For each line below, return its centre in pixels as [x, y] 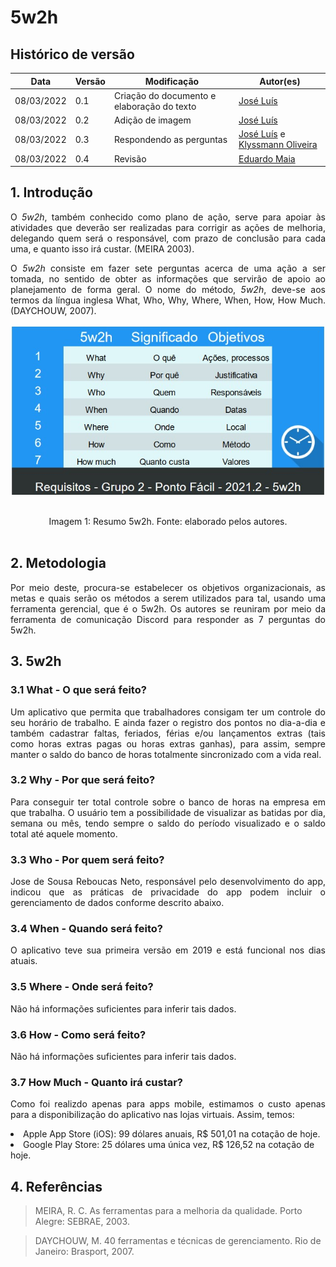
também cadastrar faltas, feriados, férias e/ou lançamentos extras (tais [168, 733]
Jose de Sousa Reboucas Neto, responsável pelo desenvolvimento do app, [168, 882]
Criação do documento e [165, 95]
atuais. [24, 961]
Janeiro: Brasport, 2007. [84, 1252]
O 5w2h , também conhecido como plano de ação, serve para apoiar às [168, 217]
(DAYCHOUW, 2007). [53, 310]
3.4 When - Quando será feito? [86, 929]
